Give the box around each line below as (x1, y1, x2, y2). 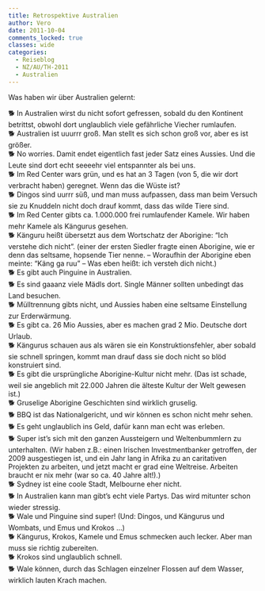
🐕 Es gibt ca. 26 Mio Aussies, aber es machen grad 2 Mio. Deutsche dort (8, 320, 248, 329)
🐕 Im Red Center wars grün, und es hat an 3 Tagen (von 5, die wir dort (8, 169, 239, 178)
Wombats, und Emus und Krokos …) (8, 523, 125, 532)
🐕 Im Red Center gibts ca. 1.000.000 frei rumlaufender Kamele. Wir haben (8, 209, 251, 219)
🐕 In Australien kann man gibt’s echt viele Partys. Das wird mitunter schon (8, 491, 251, 501)
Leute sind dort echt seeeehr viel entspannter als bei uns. (8, 160, 196, 170)
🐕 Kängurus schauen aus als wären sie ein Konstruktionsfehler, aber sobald (8, 340, 256, 350)
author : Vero (8, 19, 51, 27)
